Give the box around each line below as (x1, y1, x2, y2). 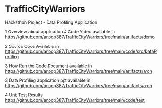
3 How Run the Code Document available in (5, 63, 92, 69)
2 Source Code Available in (5, 43, 59, 49)
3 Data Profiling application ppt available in (5, 77, 91, 83)
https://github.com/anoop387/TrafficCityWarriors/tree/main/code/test (5, 97, 145, 103)
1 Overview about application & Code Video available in (5, 29, 115, 34)
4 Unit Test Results (5, 92, 43, 98)
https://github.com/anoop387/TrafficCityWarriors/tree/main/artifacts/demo (5, 34, 155, 40)
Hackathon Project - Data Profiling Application (5, 19, 97, 25)
